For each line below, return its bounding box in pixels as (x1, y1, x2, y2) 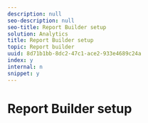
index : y (7, 57, 33, 64)
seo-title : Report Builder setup (7, 23, 107, 31)
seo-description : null (7, 17, 75, 24)
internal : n (7, 63, 43, 70)
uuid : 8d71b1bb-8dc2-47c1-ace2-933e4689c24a (7, 50, 142, 58)
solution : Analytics (7, 30, 69, 38)
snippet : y (7, 70, 40, 77)
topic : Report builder (7, 43, 75, 50)
